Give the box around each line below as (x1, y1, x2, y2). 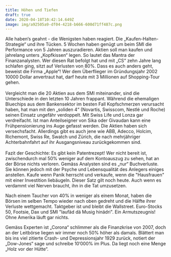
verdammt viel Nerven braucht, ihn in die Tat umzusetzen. (5, 183, 127, 189)
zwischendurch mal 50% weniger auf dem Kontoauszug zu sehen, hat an (5, 156, 159, 162)
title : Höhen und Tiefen (5, 7, 58, 13)
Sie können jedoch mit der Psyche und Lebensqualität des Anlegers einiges (5, 166, 164, 173)
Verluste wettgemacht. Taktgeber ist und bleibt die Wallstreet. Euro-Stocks (5, 203, 162, 210)
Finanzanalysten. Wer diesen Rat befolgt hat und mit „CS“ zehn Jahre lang (5, 57, 161, 64)
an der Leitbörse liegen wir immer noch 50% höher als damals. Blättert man (5, 230, 164, 236)
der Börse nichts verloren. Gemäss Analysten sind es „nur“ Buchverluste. (5, 161, 159, 167)
